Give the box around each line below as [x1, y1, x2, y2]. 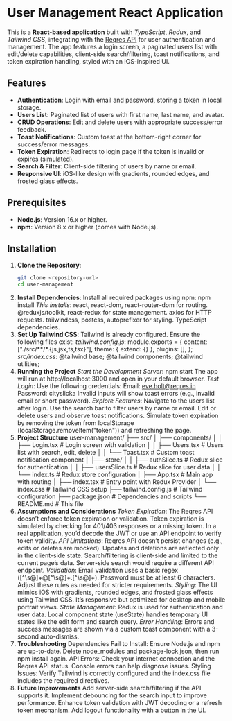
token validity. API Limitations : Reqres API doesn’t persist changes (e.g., [17, 537, 223, 545]
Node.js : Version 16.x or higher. [17, 215, 107, 223]
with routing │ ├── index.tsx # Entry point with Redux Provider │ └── [17, 478, 217, 486]
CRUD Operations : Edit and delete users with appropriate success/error [17, 118, 223, 126]
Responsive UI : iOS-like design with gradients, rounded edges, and [17, 169, 210, 177]
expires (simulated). [17, 155, 74, 163]
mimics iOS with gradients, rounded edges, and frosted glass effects [17, 588, 213, 597]
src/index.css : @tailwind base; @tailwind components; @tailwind [17, 352, 203, 361]
